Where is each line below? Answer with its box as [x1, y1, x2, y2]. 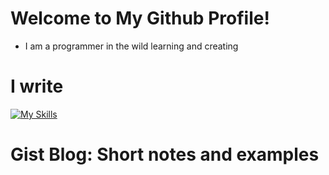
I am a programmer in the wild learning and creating [24, 40, 239, 52]
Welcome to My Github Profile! [10, 7, 270, 30]
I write [10, 75, 64, 98]
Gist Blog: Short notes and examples [10, 143, 320, 166]
